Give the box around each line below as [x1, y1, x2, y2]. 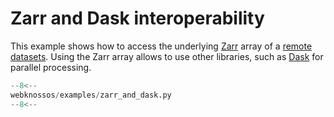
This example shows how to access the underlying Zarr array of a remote [10, 40, 313, 52]
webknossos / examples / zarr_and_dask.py [10, 90, 172, 100]
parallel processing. [10, 61, 92, 73]
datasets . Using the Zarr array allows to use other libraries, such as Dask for [10, 50, 324, 62]
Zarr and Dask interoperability [10, 7, 265, 30]
